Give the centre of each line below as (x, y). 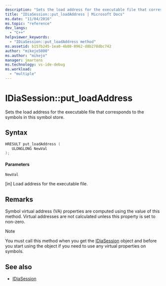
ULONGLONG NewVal (30, 148)
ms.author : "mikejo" (26, 55)
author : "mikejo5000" (27, 51)
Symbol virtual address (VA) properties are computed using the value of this (83, 211)
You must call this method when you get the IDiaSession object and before (81, 241)
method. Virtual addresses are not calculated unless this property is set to (80, 216)
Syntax (16, 133)
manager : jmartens (24, 60)
